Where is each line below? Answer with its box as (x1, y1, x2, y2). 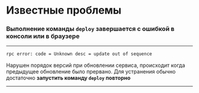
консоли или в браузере (6, 32, 80, 40)
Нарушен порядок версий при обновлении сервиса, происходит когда (6, 62, 185, 69)
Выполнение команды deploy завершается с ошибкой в (6, 25, 175, 33)
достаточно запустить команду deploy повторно (6, 75, 131, 82)
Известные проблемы (6, 4, 121, 17)
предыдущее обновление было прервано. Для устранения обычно (6, 68, 176, 75)
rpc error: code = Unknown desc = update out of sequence (6, 51, 152, 57)
